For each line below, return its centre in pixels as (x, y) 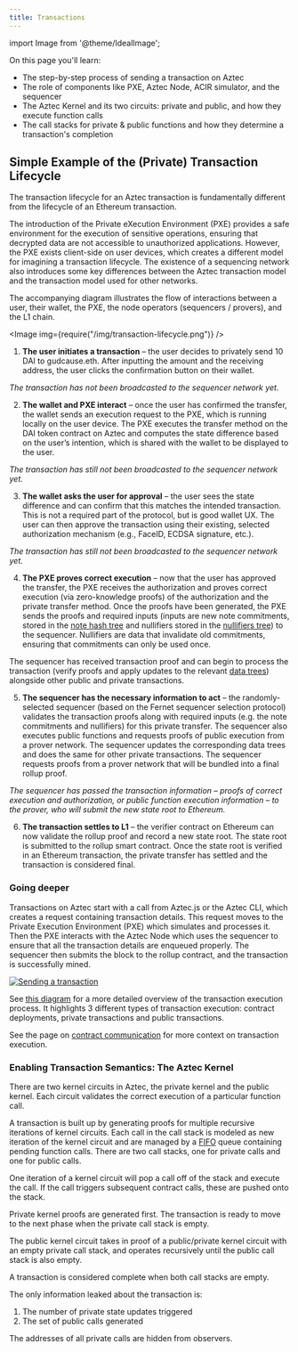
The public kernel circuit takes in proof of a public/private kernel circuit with (148, 1241)
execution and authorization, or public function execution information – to (145, 800)
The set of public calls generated (83, 1321)
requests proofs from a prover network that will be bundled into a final (150, 764)
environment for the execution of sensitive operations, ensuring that (133, 233)
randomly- (262, 698)
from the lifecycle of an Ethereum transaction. (93, 207)
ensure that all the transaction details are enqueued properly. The (129, 945)
